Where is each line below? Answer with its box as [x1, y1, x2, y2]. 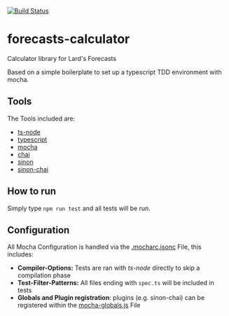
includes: [7, 250, 34, 259]
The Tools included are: [7, 114, 76, 123]
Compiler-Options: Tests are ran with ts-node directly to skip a [17, 263, 200, 273]
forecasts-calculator [7, 32, 130, 47]
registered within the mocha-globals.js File [17, 301, 141, 310]
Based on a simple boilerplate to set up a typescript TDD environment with [7, 67, 222, 76]
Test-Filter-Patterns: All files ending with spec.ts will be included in [17, 279, 215, 287]
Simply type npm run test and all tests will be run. [7, 204, 151, 212]
